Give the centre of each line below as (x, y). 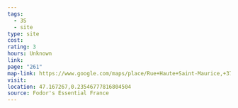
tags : (15, 14)
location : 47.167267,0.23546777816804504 (69, 87)
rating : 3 (22, 47)
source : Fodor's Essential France (58, 93)
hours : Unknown (30, 54)
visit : (17, 80)
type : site (23, 34)
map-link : (22, 73)
